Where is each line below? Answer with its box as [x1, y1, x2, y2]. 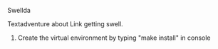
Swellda [7, 6, 31, 14]
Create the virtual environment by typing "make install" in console [17, 33, 212, 42]
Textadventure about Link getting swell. [7, 20, 123, 28]
